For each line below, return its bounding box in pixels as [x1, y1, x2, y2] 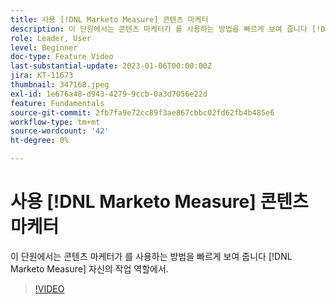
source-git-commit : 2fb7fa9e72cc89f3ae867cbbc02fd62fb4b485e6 [10, 107, 275, 118]
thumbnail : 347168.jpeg [10, 80, 110, 90]
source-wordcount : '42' [10, 126, 110, 136]
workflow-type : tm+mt [10, 117, 101, 127]
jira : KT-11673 [10, 71, 74, 81]
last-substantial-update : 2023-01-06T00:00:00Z [10, 61, 213, 71]
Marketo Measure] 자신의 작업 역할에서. [10, 262, 169, 275]
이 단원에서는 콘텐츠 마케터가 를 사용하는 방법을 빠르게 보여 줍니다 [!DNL [10, 250, 293, 262]
